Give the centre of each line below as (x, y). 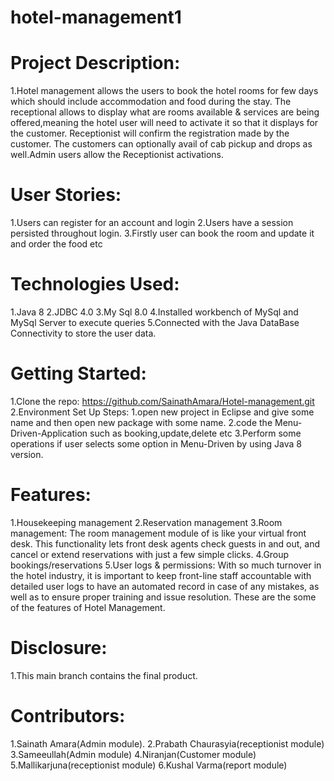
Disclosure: (59, 648)
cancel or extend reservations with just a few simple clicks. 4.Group (150, 554)
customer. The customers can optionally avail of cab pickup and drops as (161, 144)
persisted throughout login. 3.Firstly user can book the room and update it (162, 233)
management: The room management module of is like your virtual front (158, 533)
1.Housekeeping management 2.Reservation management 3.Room (146, 522)
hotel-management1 (96, 17)
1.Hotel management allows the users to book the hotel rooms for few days (164, 91)
